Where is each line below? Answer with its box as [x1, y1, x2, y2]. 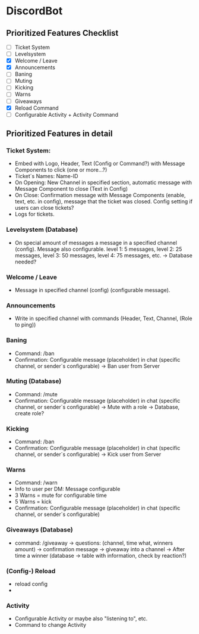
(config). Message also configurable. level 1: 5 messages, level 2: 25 [14, 245, 182, 253]
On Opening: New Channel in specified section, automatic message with [14, 179, 192, 186]
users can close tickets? [14, 204, 74, 212]
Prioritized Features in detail [6, 129, 113, 139]
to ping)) [14, 321, 36, 328]
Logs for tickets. [14, 210, 55, 218]
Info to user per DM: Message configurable [14, 486, 121, 493]
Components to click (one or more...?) [14, 166, 108, 173]
